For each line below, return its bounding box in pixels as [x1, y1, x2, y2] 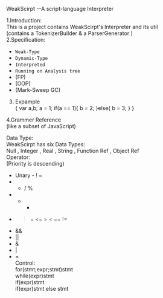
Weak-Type [14, 49, 40, 55]
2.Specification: [6, 36, 45, 43]
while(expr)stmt [14, 272, 54, 279]
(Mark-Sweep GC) [14, 86, 61, 93]
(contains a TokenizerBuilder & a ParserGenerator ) [6, 30, 133, 37]
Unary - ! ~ [14, 172, 43, 179]
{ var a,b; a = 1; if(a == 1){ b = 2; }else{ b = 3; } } [14, 105, 135, 111]
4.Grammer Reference [6, 116, 62, 123]
